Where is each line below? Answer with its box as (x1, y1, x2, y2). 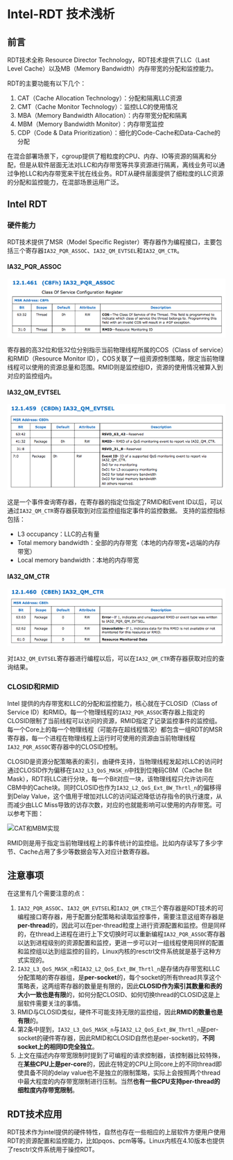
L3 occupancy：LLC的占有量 (17, 530, 101, 538)
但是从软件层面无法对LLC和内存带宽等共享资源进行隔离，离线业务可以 (19, 161, 219, 168)
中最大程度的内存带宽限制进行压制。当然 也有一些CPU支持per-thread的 (17, 1077, 221, 1086)
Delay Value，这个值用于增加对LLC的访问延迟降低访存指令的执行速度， (12, 792, 216, 800)
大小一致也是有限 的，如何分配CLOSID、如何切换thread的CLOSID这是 (17, 991, 215, 999)
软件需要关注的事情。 (23, 999, 85, 1007)
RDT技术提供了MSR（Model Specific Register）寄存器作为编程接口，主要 (7, 237, 216, 246)
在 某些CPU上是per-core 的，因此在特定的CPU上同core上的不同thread (17, 1060, 216, 1068)
